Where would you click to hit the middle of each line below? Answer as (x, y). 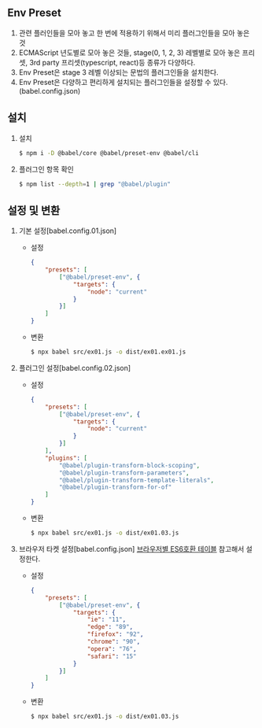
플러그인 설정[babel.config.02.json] (75, 368)
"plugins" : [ (66, 458)
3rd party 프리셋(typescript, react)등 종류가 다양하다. (113, 62)
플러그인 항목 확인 (46, 169)
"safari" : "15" (112, 656)
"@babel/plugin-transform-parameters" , (124, 473)
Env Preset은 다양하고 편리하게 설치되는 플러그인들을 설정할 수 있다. (123, 82)
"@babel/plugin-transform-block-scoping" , (129, 465)
